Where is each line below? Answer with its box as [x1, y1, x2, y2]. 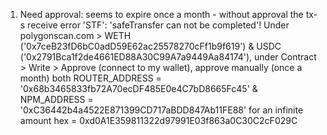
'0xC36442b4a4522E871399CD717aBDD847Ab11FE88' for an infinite [19, 104, 304, 116]
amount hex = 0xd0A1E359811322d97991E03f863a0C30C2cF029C [19, 115, 298, 126]
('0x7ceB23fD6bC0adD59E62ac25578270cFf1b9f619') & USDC [19, 40, 282, 52]
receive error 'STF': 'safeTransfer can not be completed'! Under [27, 19, 290, 31]
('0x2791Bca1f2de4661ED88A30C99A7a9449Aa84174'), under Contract [19, 51, 317, 63]
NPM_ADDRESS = [19, 94, 94, 105]
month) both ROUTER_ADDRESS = [19, 72, 162, 84]
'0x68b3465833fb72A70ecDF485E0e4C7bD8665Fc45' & [19, 83, 258, 94]
